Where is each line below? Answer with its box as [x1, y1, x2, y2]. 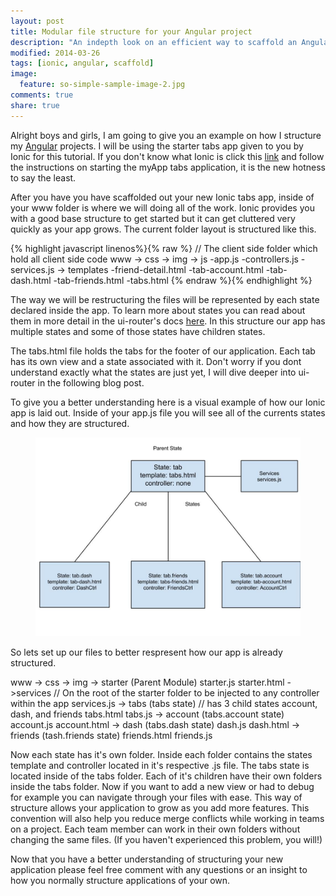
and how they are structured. [10, 417, 130, 429]
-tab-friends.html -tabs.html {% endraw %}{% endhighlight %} [53, 274, 313, 286]
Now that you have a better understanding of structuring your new [10, 853, 284, 865]
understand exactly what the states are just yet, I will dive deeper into [10, 366, 297, 378]
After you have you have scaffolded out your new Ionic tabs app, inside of [10, 191, 315, 203]
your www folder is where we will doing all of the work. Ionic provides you [10, 201, 315, 214]
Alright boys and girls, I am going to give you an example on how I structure [10, 129, 322, 141]
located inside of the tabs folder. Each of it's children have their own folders [10, 770, 323, 782]
